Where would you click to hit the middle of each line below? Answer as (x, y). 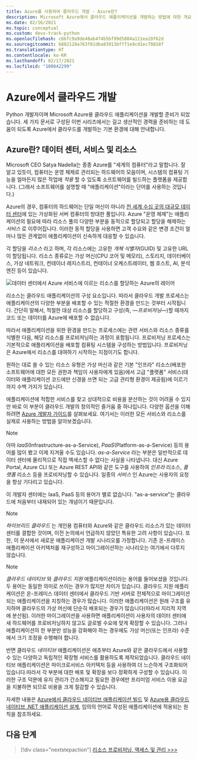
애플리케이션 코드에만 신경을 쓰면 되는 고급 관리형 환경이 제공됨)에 (97, 379)
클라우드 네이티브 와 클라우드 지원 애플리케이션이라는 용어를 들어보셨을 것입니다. (98, 579)
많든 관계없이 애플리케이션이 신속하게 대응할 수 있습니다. (81, 236)
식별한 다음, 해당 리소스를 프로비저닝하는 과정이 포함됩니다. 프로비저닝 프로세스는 (98, 337)
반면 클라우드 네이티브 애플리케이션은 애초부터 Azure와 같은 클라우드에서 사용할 (97, 650)
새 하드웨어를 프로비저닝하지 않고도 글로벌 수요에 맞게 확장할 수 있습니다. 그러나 (97, 623)
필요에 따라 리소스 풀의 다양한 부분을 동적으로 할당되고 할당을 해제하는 (106, 222)
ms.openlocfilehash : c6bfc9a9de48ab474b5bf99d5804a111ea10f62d (85, 39)
